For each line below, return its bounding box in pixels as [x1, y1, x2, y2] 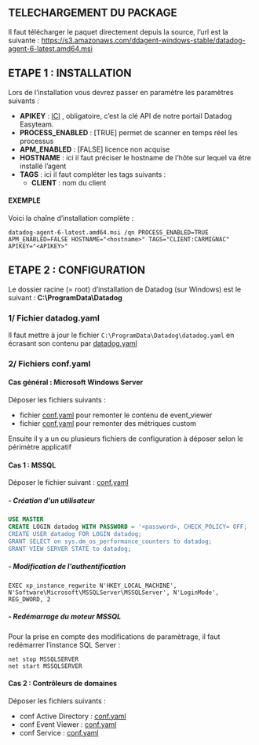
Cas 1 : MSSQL [8, 460, 57, 470]
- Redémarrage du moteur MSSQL [8, 612, 122, 622]
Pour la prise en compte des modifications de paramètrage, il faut [8, 632, 221, 641]
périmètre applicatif [8, 442, 72, 452]
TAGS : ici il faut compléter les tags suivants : [19, 169, 166, 179]
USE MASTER [8, 516, 44, 523]
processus [19, 136, 54, 145]
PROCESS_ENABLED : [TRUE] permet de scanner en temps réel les [19, 127, 238, 137]
